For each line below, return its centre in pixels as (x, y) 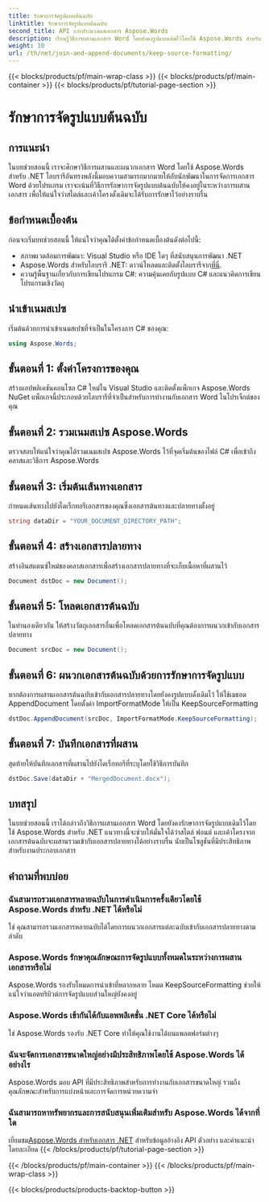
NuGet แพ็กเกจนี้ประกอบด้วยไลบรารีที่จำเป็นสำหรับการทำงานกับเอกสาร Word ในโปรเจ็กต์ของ (134, 397)
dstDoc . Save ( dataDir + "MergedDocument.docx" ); (90, 778)
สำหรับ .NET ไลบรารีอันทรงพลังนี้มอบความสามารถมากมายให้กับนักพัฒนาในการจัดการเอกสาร (132, 176)
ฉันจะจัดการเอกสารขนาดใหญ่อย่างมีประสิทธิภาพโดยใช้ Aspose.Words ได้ (126, 1054)
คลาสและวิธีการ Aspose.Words (54, 461)
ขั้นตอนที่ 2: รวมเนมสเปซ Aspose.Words (98, 432)
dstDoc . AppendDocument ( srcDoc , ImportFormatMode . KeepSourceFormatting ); (133, 719)
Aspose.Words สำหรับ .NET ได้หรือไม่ (75, 909)
